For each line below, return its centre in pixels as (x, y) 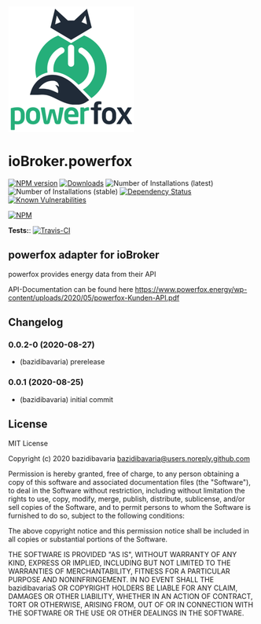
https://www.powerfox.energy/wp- (191, 289)
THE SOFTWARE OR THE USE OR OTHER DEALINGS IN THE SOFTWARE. (126, 613)
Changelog (36, 322)
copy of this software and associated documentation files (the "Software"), (130, 482)
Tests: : (20, 230)
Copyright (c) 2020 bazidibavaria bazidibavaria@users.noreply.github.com (129, 458)
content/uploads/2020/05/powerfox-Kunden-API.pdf (94, 297)
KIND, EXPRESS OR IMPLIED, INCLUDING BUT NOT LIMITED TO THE (119, 563)
